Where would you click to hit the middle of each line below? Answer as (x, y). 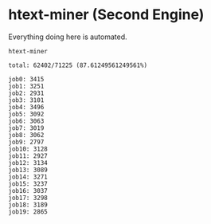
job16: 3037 (28, 191)
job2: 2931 (26, 93)
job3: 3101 (26, 100)
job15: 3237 (28, 184)
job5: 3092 (26, 114)
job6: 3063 (26, 121)
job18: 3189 (28, 205)
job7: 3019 (26, 128)
